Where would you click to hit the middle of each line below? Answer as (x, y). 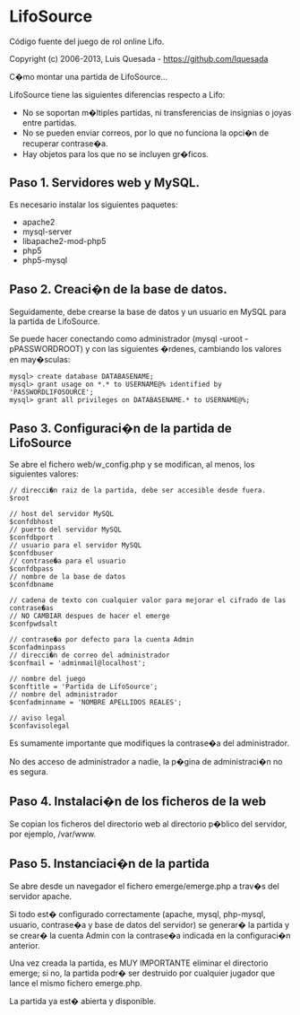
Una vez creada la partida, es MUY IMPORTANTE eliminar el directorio (139, 963)
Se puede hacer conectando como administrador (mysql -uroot (126, 338)
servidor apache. (41, 896)
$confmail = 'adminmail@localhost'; (77, 663)
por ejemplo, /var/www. (53, 834)
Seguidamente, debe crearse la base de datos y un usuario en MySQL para (148, 311)
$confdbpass (31, 569)
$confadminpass (38, 648)
